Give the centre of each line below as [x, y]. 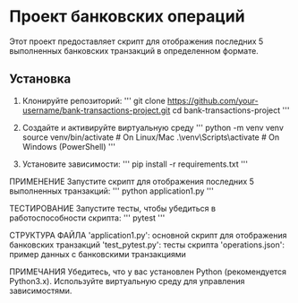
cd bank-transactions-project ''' [231, 110]
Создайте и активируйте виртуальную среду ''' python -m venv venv [153, 127]
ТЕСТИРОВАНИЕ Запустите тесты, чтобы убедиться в [113, 208]
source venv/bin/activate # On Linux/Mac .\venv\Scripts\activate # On [151, 137]
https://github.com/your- [213, 100]
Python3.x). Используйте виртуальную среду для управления [127, 281]
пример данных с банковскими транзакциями [98, 254]
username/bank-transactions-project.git [96, 110]
